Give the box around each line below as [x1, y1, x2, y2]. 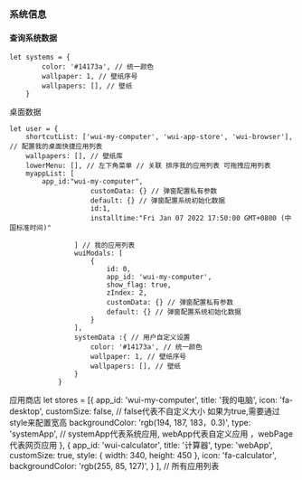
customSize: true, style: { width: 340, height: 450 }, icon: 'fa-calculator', [9, 450, 278, 461]
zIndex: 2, [106, 288, 147, 297]
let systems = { [9, 52, 71, 62]
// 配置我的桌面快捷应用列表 [9, 142, 103, 151]
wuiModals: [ [73, 249, 124, 259]
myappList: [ [25, 169, 75, 178]
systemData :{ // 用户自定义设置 [73, 333, 191, 343]
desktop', [9, 406, 44, 417]
